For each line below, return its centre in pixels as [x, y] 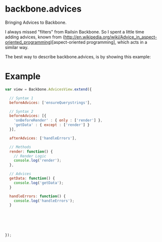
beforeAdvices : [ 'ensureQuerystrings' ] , [51, 103]
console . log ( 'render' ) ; [38, 161]
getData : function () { [32, 178]
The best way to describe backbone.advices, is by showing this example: [78, 56]
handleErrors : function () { [38, 196]
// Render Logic [30, 156]
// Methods [20, 147]
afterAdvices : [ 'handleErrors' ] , [43, 138]
